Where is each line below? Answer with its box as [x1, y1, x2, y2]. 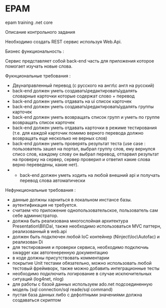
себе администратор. [12, 212, 58, 219]
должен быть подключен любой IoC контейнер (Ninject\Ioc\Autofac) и [12, 233, 160, 239]
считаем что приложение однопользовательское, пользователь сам [12, 207, 158, 213]
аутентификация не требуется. [12, 202, 78, 208]
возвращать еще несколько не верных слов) [12, 135, 108, 141]
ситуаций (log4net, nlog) [12, 276, 64, 282]
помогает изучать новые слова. [5, 63, 73, 69]
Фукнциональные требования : [5, 73, 71, 78]
